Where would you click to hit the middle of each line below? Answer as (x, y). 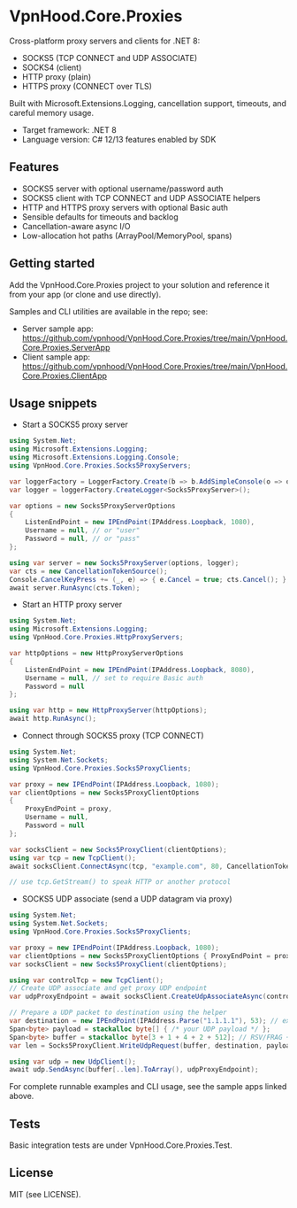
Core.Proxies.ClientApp (65, 376)
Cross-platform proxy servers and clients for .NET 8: (105, 41)
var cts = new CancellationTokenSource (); (88, 571)
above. (22, 1096)
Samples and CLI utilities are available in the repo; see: (109, 311)
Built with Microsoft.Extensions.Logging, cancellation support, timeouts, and (148, 103)
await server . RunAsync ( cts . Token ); (75, 588)
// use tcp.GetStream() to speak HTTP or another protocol (120, 882)
